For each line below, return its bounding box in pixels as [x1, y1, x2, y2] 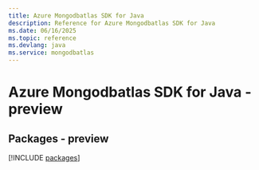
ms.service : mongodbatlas [8, 49, 94, 57]
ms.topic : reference [8, 34, 77, 42]
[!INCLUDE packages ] [8, 153, 80, 162]
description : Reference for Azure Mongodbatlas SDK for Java [8, 19, 216, 27]
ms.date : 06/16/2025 [8, 26, 77, 34]
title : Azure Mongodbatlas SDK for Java [8, 11, 145, 20]
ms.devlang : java [8, 42, 66, 49]
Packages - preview [8, 132, 109, 145]
